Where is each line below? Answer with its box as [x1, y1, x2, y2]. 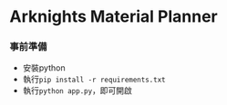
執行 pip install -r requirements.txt [22, 74, 166, 85]
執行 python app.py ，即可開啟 [22, 85, 132, 96]
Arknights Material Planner [9, 6, 219, 27]
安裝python [22, 62, 66, 73]
